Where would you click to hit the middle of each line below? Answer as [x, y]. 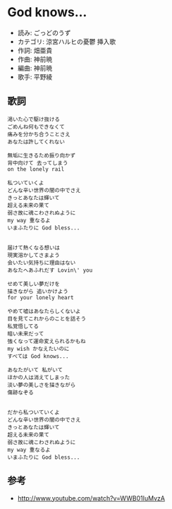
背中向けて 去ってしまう [38, 163]
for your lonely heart [41, 297]
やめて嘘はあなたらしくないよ [44, 311]
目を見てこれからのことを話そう [47, 318]
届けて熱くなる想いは [33, 248]
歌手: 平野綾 [35, 77]
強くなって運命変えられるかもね [47, 341]
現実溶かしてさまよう [33, 255]
